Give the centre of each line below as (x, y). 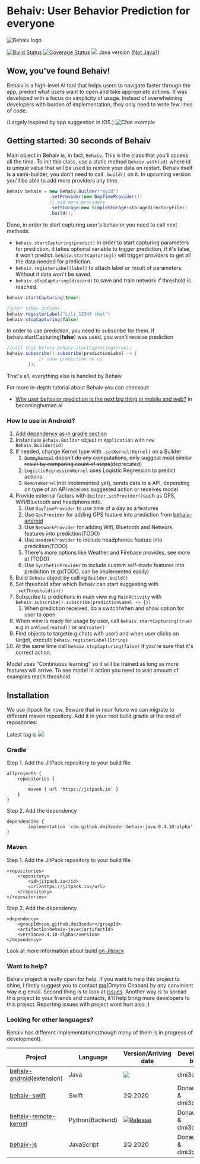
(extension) (47, 1078)
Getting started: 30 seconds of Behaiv (79, 141)
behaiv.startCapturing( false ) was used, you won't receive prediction (90, 337)
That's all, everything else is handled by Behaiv (64, 376)
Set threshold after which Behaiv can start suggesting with (87, 584)
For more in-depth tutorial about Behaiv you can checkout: (78, 387)
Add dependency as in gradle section (61, 434)
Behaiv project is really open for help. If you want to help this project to (93, 979)
